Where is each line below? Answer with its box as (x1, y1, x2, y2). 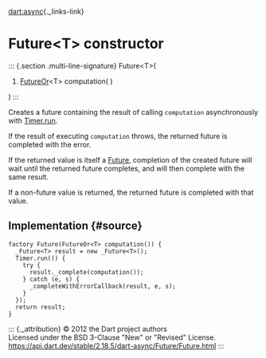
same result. (8, 171, 49, 182)
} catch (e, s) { (22, 275, 80, 283)
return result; (15, 303, 66, 311)
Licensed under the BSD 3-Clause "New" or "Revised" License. (8, 332, 217, 342)
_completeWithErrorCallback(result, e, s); (29, 282, 177, 290)
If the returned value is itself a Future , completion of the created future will (8, 155, 252, 164)
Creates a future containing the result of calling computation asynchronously (8, 107, 259, 116)
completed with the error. (8, 140, 92, 149)
